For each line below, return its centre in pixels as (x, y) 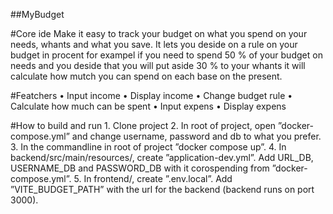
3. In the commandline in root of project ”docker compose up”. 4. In (148, 147)
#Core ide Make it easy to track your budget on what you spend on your (159, 33)
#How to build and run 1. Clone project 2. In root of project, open (143, 125)
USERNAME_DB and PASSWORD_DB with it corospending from (140, 168)
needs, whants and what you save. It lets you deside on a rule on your (154, 44)
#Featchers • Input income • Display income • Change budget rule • (151, 95)
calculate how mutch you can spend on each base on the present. (146, 76)
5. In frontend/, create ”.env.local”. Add (153, 178)
